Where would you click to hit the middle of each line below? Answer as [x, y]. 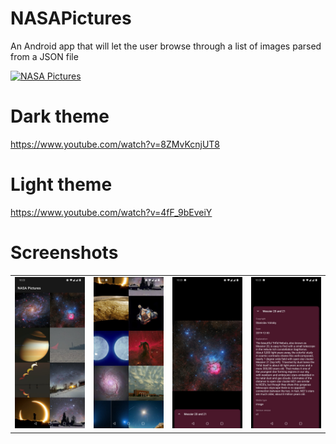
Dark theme [60, 116]
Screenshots [64, 253]
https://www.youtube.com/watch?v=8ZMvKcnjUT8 [115, 144]
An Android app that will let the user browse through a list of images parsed [166, 46]
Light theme [61, 184]
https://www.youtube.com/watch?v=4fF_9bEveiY [111, 212]
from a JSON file [44, 56]
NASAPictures [71, 18]
